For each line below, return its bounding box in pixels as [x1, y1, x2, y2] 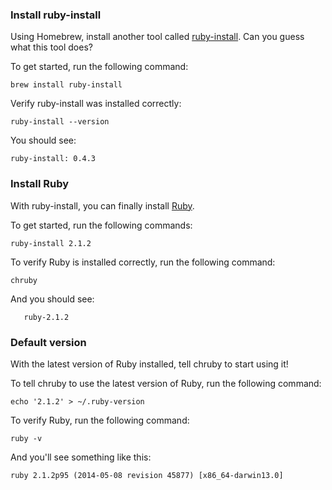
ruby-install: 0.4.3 [10, 154, 97, 164]
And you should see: [10, 293, 95, 305]
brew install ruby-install [10, 80, 123, 90]
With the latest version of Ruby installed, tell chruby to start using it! [10, 358, 289, 370]
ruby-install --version [10, 117, 110, 127]
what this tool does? [10, 41, 93, 53]
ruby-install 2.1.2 [10, 238, 92, 248]
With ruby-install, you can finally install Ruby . [10, 199, 195, 212]
